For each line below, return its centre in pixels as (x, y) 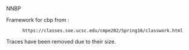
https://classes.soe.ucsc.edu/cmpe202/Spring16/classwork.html (103, 31)
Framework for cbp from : (38, 20)
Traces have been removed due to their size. (61, 41)
